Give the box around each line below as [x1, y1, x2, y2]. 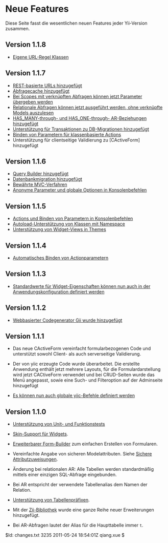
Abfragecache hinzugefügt [12, 88, 70, 94]
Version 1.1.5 [5, 202, 46, 211]
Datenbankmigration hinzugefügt [12, 176, 83, 182]
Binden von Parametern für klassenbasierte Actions [12, 131, 122, 137]
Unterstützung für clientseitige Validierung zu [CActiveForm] [12, 137, 140, 143]
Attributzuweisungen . [12, 456, 58, 463]
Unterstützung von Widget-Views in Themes [12, 226, 106, 233]
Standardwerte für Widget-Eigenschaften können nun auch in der [12, 283, 151, 289]
